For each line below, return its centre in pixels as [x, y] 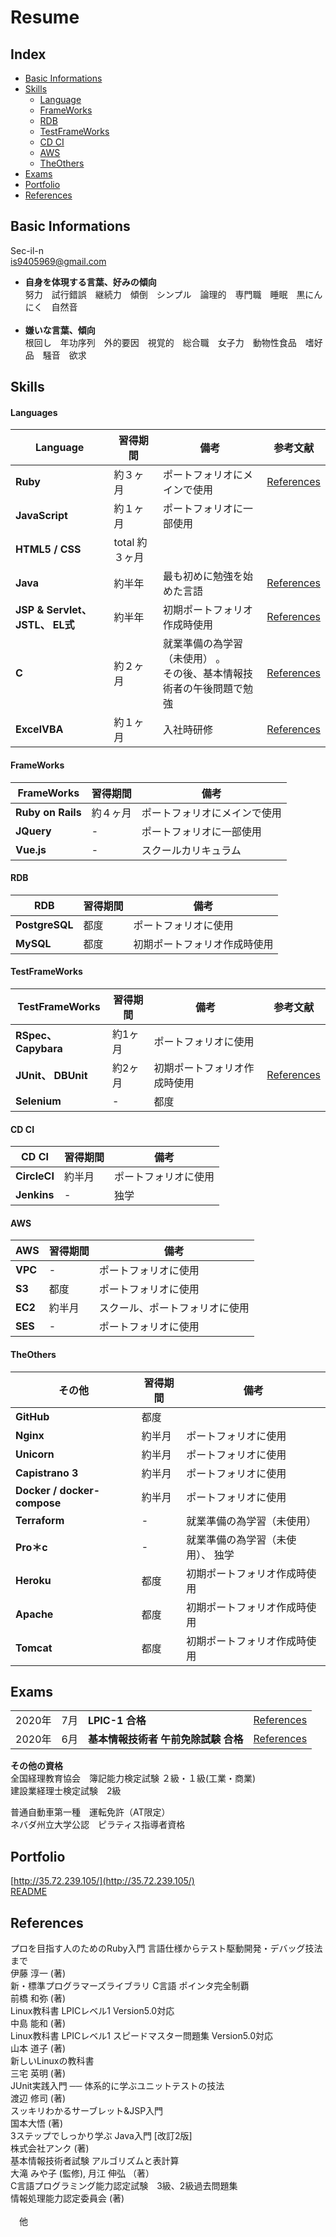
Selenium [38, 1101]
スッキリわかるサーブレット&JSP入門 [87, 2111]
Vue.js [31, 849]
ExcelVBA [39, 729]
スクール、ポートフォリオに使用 [174, 1308]
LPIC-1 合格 [117, 1721]
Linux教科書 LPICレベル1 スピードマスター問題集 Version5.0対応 [142, 2036]
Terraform [40, 1520]
